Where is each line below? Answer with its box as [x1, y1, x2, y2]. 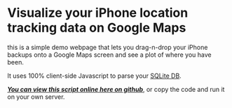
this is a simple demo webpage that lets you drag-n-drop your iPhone [7, 43, 208, 51]
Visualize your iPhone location [7, 5, 189, 21]
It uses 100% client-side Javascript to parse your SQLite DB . [7, 72, 182, 80]
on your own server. [7, 93, 65, 101]
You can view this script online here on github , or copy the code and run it [7, 85, 225, 93]
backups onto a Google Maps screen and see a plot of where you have [7, 50, 212, 59]
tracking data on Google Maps [7, 20, 186, 36]
